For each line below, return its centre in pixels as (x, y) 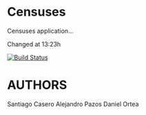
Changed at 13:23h (34, 44)
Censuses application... (40, 31)
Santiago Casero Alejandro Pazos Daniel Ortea (73, 104)
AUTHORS (37, 85)
